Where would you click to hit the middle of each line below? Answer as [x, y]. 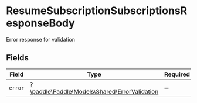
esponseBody [40, 23]
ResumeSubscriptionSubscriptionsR [97, 11]
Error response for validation [40, 39]
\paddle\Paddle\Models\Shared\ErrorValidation [94, 91]
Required [177, 74]
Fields [18, 58]
